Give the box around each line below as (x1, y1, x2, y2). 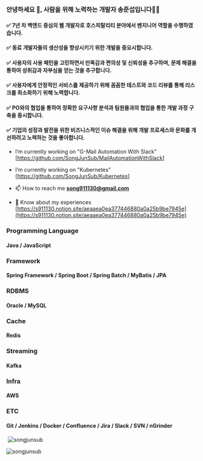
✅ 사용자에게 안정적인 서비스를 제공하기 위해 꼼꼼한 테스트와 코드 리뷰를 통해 (6, 82, 184, 89)
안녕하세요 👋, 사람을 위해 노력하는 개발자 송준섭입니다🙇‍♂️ (6, 5, 160, 13)
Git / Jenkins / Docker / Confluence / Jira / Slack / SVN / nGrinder (6, 422, 173, 429)
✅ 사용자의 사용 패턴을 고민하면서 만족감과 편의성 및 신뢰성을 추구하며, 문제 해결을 (6, 59, 197, 66)
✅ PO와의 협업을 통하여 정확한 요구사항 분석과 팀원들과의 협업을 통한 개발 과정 (6, 104, 188, 111)
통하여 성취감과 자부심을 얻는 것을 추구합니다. (6, 67, 112, 74)
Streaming (6, 347, 38, 355)
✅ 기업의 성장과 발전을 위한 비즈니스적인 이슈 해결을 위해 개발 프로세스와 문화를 (6, 126, 190, 134)
